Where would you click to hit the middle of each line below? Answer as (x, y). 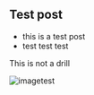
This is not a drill (39, 63)
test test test (45, 46)
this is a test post (54, 36)
